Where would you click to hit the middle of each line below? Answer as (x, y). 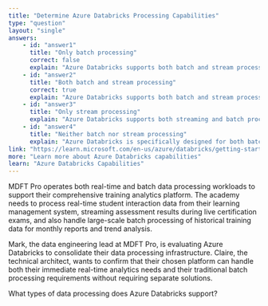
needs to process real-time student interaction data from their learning (124, 203)
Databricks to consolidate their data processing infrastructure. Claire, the (128, 253)
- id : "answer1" (50, 45)
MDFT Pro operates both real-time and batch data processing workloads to (132, 186)
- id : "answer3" (50, 104)
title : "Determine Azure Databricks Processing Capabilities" (114, 16)
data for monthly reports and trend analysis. (81, 229)
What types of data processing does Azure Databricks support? (113, 294)
